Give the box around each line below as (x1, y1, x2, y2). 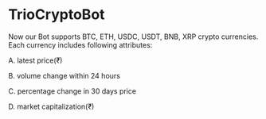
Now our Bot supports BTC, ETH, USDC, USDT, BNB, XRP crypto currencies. (8, 32, 259, 41)
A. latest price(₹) (8, 56, 63, 65)
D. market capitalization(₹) (8, 102, 95, 111)
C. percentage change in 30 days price (8, 86, 137, 96)
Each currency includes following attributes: (8, 40, 153, 49)
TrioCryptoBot (8, 6, 105, 24)
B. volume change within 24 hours (8, 71, 121, 80)
